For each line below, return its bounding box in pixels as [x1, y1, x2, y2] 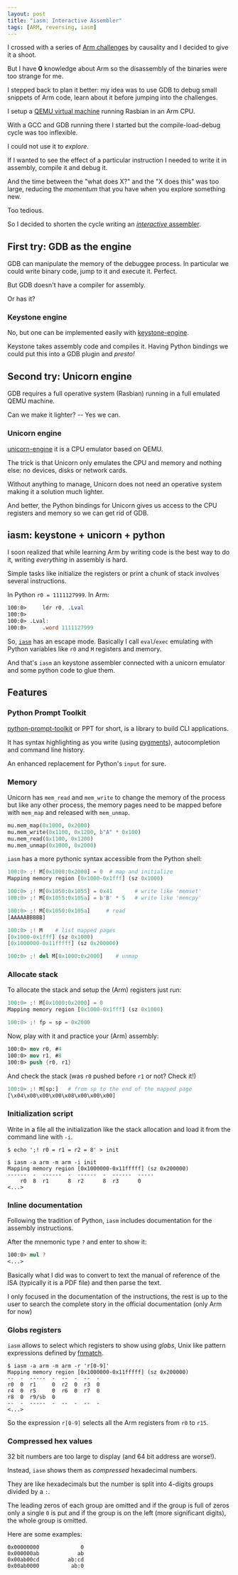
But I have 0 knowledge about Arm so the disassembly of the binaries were [7, 65, 227, 73]
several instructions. [7, 577, 67, 585]
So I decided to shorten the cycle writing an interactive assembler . [7, 220, 201, 228]
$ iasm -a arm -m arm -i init [7, 1158, 97, 1166]
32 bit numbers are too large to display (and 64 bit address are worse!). [7, 1452, 217, 1461]
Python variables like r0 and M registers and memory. [7, 644, 162, 653]
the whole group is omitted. [7, 1516, 87, 1525]
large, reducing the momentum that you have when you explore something [7, 185, 226, 193]
